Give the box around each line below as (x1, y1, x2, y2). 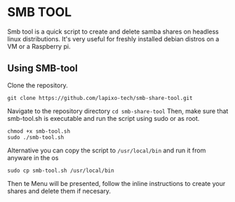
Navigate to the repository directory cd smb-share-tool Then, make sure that (7, 106, 229, 115)
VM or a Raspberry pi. (7, 42, 71, 50)
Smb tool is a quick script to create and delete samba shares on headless (7, 27, 219, 36)
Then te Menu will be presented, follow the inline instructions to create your (7, 179, 226, 187)
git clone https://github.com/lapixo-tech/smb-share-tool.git (7, 94, 193, 101)
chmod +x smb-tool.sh (7, 127, 71, 135)
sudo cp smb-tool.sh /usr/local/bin (7, 167, 114, 174)
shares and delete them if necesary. (7, 187, 111, 195)
